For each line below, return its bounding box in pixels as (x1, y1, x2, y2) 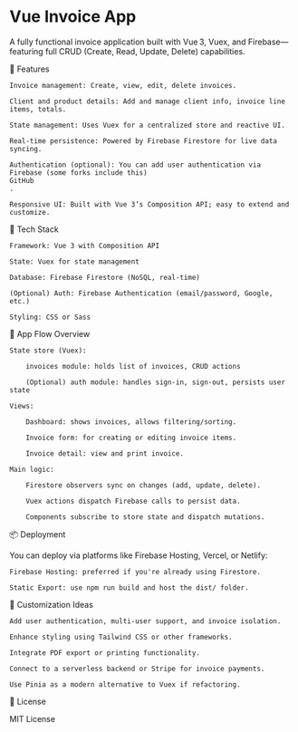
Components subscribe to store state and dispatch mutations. (25, 512, 265, 522)
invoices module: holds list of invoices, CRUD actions (25, 361, 242, 371)
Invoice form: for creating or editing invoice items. (25, 433, 237, 442)
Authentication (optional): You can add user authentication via (9, 160, 261, 169)
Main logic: (9, 465, 54, 474)
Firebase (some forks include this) (9, 168, 148, 178)
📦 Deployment (9, 528, 66, 540)
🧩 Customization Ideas (9, 599, 93, 610)
